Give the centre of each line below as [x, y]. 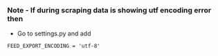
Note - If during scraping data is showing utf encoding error [109, 10]
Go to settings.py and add [54, 33]
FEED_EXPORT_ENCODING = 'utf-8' [54, 46]
